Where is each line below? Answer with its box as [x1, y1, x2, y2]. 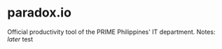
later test [7, 35, 34, 43]
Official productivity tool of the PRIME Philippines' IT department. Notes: [7, 28, 216, 36]
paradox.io [7, 5, 72, 21]
